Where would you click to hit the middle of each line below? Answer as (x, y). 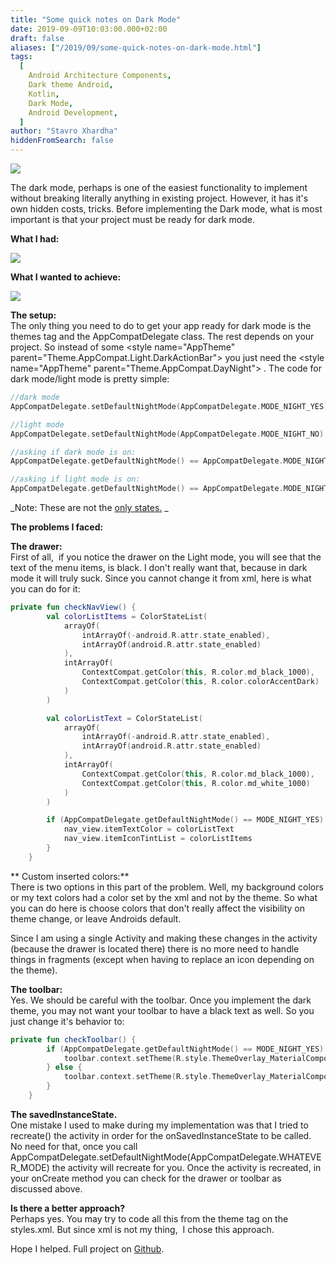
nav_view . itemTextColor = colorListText (149, 829)
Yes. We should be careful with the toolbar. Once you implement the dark (161, 1000)
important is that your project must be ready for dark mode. (133, 219)
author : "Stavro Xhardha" (64, 131)
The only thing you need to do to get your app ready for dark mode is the (161, 325)
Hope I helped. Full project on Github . (87, 1248)
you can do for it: (45, 589)
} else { (64, 1067)
